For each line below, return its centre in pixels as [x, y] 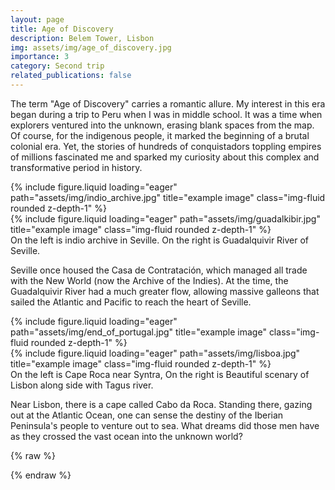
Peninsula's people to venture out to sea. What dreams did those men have [165, 425]
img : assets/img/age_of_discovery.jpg [91, 47]
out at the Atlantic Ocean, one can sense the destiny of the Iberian [147, 415]
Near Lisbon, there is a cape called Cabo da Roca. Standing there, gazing [161, 404]
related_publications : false [71, 76]
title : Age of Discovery [62, 29]
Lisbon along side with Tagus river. [82, 385]
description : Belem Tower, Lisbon [82, 38]
